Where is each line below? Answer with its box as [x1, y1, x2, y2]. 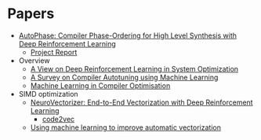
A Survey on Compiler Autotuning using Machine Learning [30, 72, 219, 82]
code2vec [42, 114, 75, 123]
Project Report [30, 47, 78, 57]
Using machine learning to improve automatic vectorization [30, 123, 221, 132]
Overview [18, 56, 50, 65]
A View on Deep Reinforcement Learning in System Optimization [30, 64, 239, 73]
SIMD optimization [18, 89, 79, 98]
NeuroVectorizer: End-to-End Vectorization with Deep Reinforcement [30, 98, 253, 107]
